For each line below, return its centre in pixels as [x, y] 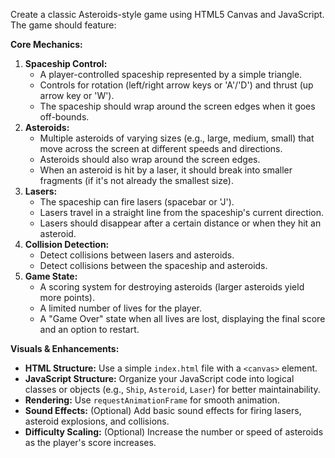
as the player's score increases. [90, 442]
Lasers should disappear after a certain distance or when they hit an [180, 223]
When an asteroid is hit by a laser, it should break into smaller [166, 170]
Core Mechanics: [46, 44]
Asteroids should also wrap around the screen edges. [150, 159]
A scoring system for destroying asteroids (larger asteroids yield [172, 287]
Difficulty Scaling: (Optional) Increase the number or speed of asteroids [174, 432]
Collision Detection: [67, 244]
